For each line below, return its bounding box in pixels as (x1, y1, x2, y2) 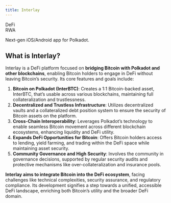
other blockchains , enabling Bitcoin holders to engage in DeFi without (5, 70, 153, 77)
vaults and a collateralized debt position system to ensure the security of (12, 108, 166, 114)
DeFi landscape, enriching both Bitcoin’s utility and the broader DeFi (5, 188, 149, 194)
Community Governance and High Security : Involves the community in (12, 151, 164, 157)
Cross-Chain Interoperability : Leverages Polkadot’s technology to (12, 118, 153, 124)
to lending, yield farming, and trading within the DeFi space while (12, 140, 150, 146)
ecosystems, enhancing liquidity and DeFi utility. (12, 129, 115, 135)
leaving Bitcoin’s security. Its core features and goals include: (5, 76, 134, 82)
